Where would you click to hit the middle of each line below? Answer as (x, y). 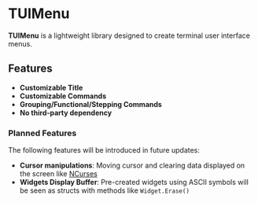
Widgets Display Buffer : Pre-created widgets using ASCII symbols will (134, 183)
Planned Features (42, 133)
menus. (20, 43)
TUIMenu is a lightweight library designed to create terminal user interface (129, 35)
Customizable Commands (63, 96)
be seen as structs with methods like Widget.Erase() (105, 190)
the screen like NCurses (59, 174)
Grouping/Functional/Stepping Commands (91, 104)
